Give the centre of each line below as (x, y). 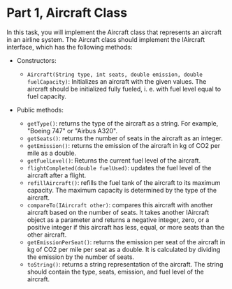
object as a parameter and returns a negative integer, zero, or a (118, 220)
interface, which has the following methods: (70, 47)
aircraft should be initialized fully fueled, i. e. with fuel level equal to (124, 89)
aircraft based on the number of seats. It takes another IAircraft (118, 212)
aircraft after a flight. (57, 175)
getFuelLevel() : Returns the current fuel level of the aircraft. (114, 160)
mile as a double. (52, 153)
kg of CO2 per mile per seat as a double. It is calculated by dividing (124, 249)
